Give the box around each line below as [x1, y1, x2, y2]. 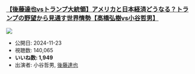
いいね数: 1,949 [14, 54, 53, 61]
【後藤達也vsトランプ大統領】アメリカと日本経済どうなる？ [6, 5, 177, 13]
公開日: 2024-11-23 [14, 39, 62, 46]
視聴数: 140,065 [14, 47, 53, 54]
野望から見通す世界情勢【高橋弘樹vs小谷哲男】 [24, 14, 159, 22]
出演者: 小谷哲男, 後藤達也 [14, 62, 78, 69]
